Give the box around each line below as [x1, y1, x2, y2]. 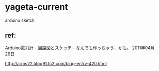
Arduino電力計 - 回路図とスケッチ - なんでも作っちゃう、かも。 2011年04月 [5, 45, 155, 51]
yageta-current [5, 1, 68, 13]
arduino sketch [5, 17, 35, 23]
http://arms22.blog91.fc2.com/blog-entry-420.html [5, 60, 107, 66]
